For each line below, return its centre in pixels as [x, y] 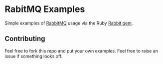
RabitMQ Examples [45, 9]
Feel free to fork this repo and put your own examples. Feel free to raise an [81, 50]
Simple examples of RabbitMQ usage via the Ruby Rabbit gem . [69, 23]
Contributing [25, 39]
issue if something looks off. [34, 56]
